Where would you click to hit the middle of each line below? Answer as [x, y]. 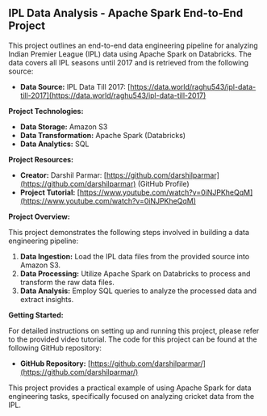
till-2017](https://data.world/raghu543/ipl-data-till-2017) [113, 95]
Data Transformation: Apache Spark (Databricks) [103, 135]
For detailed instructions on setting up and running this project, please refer [134, 330]
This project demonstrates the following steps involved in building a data [129, 232]
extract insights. [47, 299]
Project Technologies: [46, 111]
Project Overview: [39, 216]
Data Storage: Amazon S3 [64, 126]
